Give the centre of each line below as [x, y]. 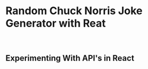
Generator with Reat [56, 23]
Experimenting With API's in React [70, 58]
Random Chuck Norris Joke [74, 11]
